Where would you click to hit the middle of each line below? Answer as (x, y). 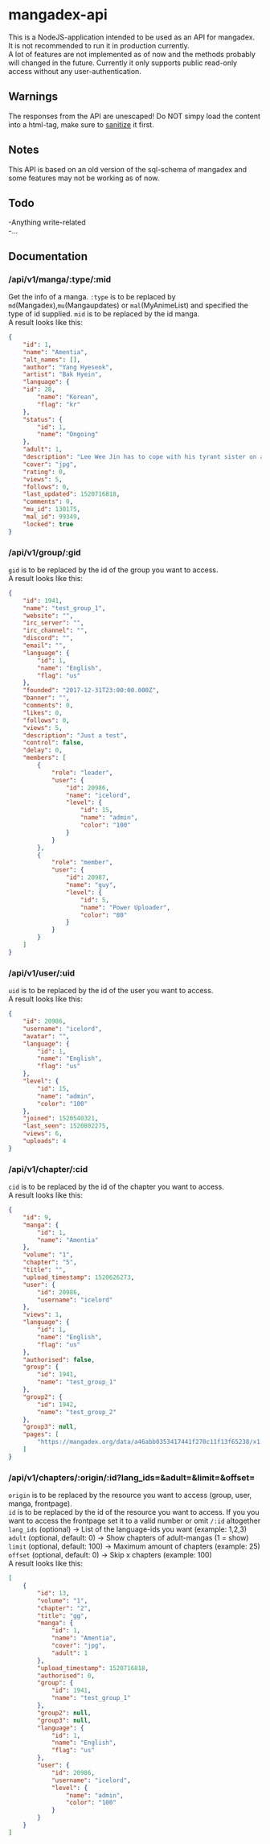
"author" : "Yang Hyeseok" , (68, 367)
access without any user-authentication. (75, 71)
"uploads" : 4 (45, 1141)
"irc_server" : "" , (53, 623)
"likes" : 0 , (43, 713)
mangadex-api (58, 15)
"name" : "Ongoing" (68, 435)
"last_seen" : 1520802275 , (66, 1126)
